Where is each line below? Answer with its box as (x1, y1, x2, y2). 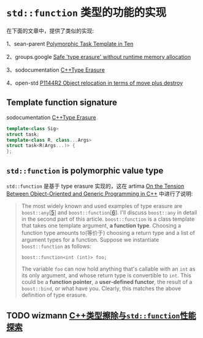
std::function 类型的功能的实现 (6, 6, 167, 20)
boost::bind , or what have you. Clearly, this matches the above (21, 285, 182, 292)
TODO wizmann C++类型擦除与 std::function (6, 310, 180, 321)
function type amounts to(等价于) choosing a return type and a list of (21, 229, 195, 236)
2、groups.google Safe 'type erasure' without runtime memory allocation (6, 53, 191, 60)
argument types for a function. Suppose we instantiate (21, 236, 159, 243)
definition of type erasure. (21, 291, 88, 298)
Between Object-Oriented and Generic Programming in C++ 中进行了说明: (6, 190, 193, 197)
